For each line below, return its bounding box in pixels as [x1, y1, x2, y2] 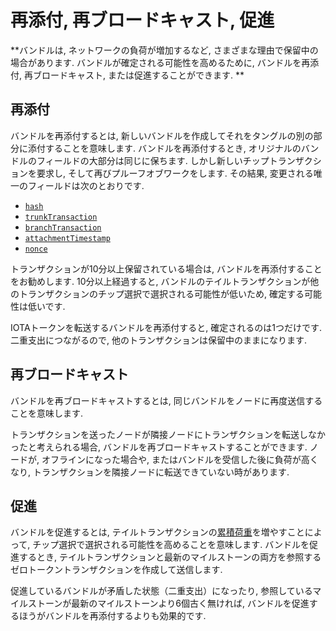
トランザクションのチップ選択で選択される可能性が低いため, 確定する [18, 287, 305, 300]
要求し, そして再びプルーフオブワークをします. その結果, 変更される [36, 167, 314, 179]
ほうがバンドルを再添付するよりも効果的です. [18, 610, 207, 622]
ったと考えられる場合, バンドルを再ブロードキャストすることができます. [10, 441, 308, 453]
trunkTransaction [24, 212, 98, 222]
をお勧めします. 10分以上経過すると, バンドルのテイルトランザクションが [10, 275, 311, 287]
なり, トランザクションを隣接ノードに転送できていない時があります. [10, 466, 290, 478]
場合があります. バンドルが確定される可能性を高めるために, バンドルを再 [10, 56, 311, 68]
